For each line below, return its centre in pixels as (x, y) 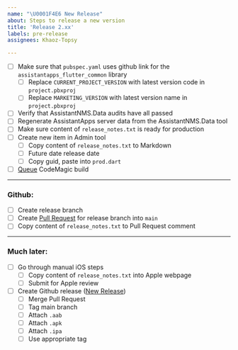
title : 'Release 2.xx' (41, 27)
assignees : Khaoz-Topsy (42, 40)
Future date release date (64, 153)
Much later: (28, 252)
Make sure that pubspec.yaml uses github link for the (93, 67)
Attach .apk (45, 323)
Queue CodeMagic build (53, 169)
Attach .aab (45, 315)
